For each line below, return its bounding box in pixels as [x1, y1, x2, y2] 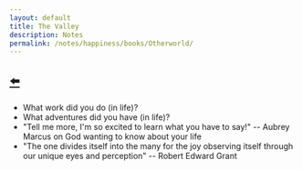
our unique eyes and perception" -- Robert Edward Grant [22, 151, 237, 162]
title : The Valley [9, 22, 79, 31]
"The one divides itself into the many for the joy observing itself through [22, 141, 294, 152]
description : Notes [9, 30, 84, 39]
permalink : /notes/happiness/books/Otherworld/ [9, 38, 194, 48]
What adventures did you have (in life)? [22, 112, 171, 123]
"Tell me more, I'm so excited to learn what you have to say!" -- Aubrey [22, 122, 290, 133]
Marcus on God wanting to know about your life [22, 131, 203, 142]
